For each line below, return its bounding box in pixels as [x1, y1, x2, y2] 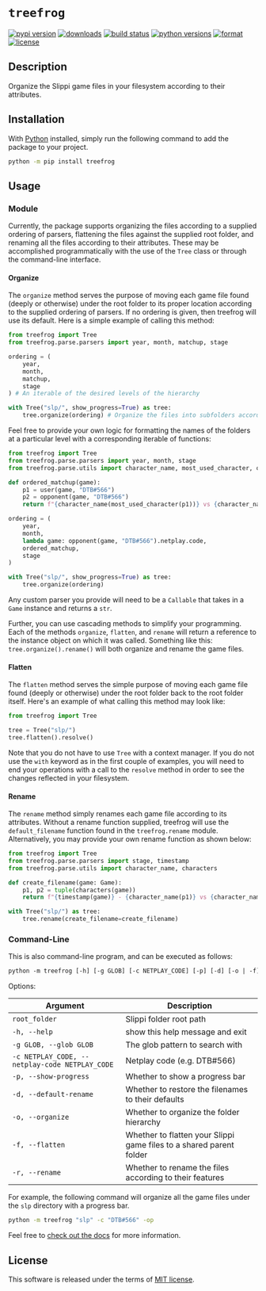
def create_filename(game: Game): [8, 878, 123, 887]
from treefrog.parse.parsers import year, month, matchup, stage [8, 338, 228, 346]
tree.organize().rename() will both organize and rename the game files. [8, 644, 244, 654]
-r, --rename [12, 1168, 62, 1178]
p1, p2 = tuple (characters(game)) [22, 886, 136, 894]
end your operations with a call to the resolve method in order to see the [8, 765, 245, 774]
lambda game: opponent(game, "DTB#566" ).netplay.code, [22, 537, 207, 544]
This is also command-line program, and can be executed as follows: [8, 952, 234, 961]
